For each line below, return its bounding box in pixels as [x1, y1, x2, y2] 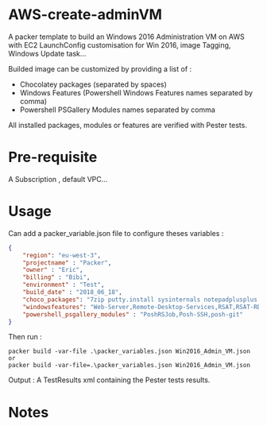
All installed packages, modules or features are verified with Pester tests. [8, 120, 248, 130]
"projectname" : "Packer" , [22, 258, 112, 267]
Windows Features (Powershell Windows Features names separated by [19, 87, 253, 97]
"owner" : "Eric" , [22, 266, 83, 274]
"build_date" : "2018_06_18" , [22, 289, 123, 296]
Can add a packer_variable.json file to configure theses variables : [8, 228, 224, 238]
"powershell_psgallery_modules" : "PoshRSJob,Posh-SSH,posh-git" [22, 310, 244, 319]
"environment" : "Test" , [22, 281, 105, 289]
